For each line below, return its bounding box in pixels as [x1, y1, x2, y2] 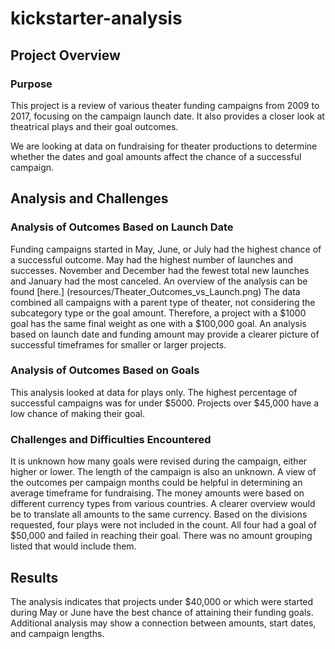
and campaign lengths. [10, 627, 105, 639]
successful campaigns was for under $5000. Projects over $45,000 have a [10, 397, 320, 409]
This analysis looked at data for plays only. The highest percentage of [10, 386, 298, 398]
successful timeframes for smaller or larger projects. [10, 338, 227, 351]
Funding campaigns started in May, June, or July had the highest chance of [10, 243, 322, 255]
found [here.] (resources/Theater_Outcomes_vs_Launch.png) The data [10, 285, 301, 297]
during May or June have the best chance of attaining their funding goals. [10, 606, 314, 618]
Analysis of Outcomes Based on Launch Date [10, 220, 234, 234]
